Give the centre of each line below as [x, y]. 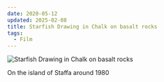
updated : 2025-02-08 [37, 20]
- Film [23, 40]
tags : [15, 33]
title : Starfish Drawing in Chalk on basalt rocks [82, 26]
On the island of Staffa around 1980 [58, 73]
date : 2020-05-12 [32, 14]
